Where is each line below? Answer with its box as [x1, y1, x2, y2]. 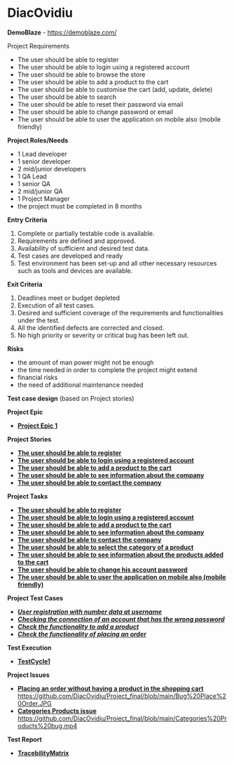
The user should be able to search [17, 93, 117, 101]
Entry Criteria [7, 216, 48, 224]
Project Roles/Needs [7, 136, 69, 145]
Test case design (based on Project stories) [7, 394, 135, 402]
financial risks [17, 373, 58, 381]
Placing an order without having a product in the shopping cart [17, 684, 204, 692]
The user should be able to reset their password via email [17, 100, 184, 108]
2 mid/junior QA [17, 187, 63, 195]
